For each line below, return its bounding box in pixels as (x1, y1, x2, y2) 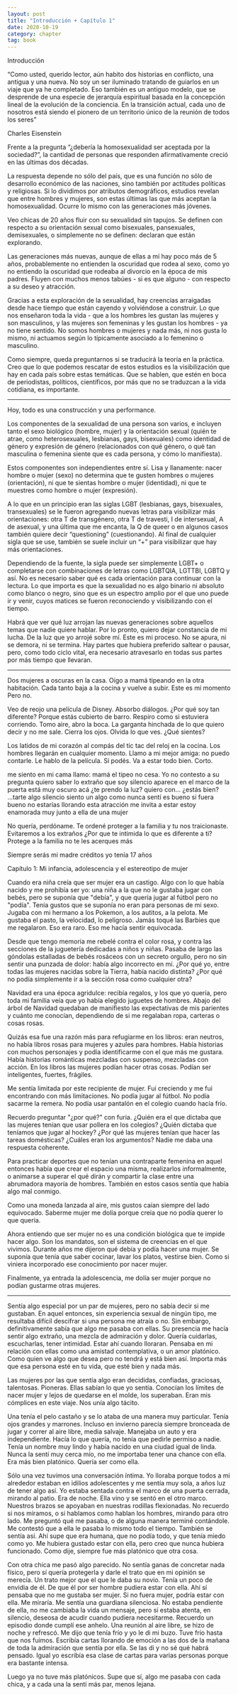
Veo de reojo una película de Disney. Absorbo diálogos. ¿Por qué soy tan (7, 705, 220, 714)
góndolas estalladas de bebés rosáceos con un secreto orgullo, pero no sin (7, 953, 227, 961)
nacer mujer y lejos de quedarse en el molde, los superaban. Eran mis (7, 1391, 211, 1399)
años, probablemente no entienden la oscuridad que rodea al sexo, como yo (7, 260, 230, 269)
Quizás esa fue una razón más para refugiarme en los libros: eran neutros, (7, 1033, 225, 1041)
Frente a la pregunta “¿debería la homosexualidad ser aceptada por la (7, 143, 210, 151)
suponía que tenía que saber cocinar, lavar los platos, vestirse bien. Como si (7, 1252, 229, 1261)
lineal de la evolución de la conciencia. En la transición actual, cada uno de (7, 100, 226, 109)
